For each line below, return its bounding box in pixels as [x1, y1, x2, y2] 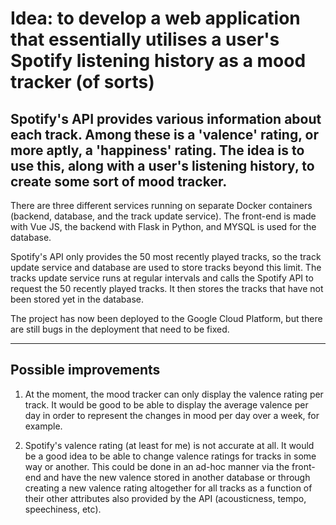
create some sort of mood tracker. [10, 173, 228, 190]
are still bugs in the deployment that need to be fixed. [10, 323, 230, 335]
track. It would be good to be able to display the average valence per [24, 398, 309, 411]
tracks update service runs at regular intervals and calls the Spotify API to [10, 272, 314, 284]
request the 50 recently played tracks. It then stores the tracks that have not [10, 283, 324, 294]
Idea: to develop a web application [10, 7, 301, 30]
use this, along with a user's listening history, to [10, 157, 315, 174]
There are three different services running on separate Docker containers [10, 200, 313, 211]
